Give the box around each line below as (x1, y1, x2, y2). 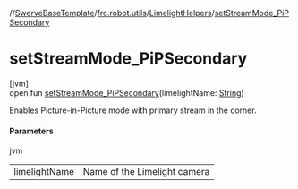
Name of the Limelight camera (82, 166, 210, 178)
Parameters (9, 125, 54, 136)
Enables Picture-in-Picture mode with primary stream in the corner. (9, 105, 257, 116)
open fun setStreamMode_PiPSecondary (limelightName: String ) (9, 87, 244, 98)
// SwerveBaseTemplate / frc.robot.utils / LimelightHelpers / (9, 8, 215, 18)
